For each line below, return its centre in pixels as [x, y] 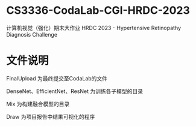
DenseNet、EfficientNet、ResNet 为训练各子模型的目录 [75, 91]
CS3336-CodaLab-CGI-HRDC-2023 [98, 10]
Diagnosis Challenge [32, 34]
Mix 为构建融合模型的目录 [38, 104]
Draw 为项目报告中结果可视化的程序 [51, 116]
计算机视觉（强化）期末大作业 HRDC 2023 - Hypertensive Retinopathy [94, 28]
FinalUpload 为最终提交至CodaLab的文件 [57, 78]
